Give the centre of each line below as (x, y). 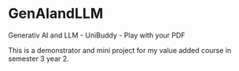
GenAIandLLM (56, 14)
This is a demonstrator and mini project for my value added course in (120, 50)
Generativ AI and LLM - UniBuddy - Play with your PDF (97, 35)
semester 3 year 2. (39, 59)
